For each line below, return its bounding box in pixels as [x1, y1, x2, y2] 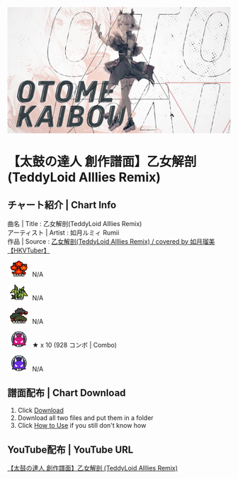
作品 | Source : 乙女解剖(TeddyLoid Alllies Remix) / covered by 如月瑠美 [7, 237, 215, 245]
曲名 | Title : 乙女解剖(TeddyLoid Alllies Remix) [7, 219, 142, 227]
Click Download [17, 406, 64, 415]
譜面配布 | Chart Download [7, 387, 126, 399]
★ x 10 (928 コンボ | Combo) [31, 340, 117, 349]
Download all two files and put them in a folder [17, 414, 154, 422]
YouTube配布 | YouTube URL [7, 443, 134, 456]
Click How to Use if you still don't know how [17, 421, 147, 430]
